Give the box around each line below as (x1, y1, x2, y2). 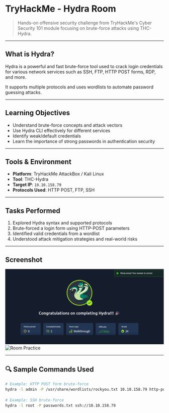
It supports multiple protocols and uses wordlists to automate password (5, 84, 154, 90)
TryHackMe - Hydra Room (5, 3, 116, 15)
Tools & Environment (5, 157, 71, 166)
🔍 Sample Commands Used (5, 365, 94, 374)
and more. (5, 74, 27, 80)
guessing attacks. (5, 89, 42, 95)
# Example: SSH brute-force (5, 397, 64, 402)
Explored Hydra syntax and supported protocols (12, 220, 112, 226)
